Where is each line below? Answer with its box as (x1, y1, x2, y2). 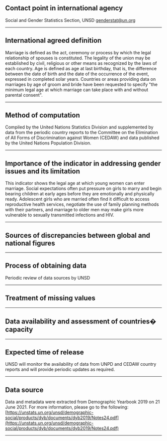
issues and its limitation (5, 167, 81, 175)
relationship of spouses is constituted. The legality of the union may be (5, 55, 151, 61)
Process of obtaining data (5, 262, 87, 270)
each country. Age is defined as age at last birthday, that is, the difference (5, 65, 157, 71)
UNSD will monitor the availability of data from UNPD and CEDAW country (5, 361, 157, 367)
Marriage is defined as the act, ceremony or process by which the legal (5, 49, 152, 55)
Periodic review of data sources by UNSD (5, 275, 90, 281)
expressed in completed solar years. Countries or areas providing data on (5, 76, 156, 82)
